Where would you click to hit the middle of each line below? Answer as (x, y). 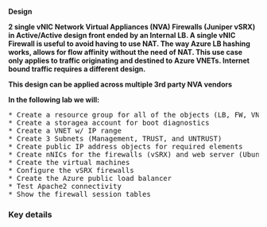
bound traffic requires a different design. (77, 69)
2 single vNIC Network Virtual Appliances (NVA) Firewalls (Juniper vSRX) (132, 27)
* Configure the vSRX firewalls (71, 170)
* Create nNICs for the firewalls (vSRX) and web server (122, 154)
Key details (30, 214)
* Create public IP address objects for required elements (126, 146)
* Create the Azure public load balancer (90, 178)
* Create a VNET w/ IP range (65, 131)
